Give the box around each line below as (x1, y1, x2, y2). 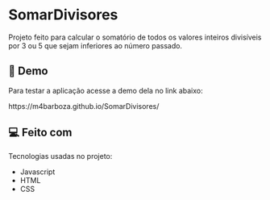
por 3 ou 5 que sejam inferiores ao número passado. (8, 40, 183, 50)
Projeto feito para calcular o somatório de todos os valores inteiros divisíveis (8, 32, 262, 42)
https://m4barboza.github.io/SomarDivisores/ (8, 101, 160, 110)
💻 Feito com (8, 126, 73, 140)
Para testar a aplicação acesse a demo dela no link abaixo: (8, 85, 203, 95)
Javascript (19, 167, 56, 177)
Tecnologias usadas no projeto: (8, 151, 113, 160)
